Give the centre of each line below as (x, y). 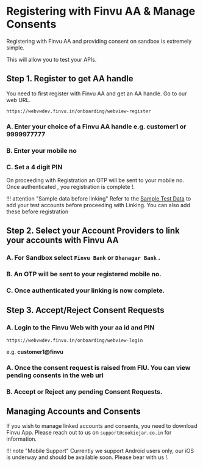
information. (22, 439)
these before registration (37, 211)
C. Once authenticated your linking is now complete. (86, 290)
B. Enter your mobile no (42, 150)
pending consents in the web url (55, 375)
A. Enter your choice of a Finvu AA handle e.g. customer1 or (96, 127)
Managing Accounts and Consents (74, 411)
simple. (16, 48)
